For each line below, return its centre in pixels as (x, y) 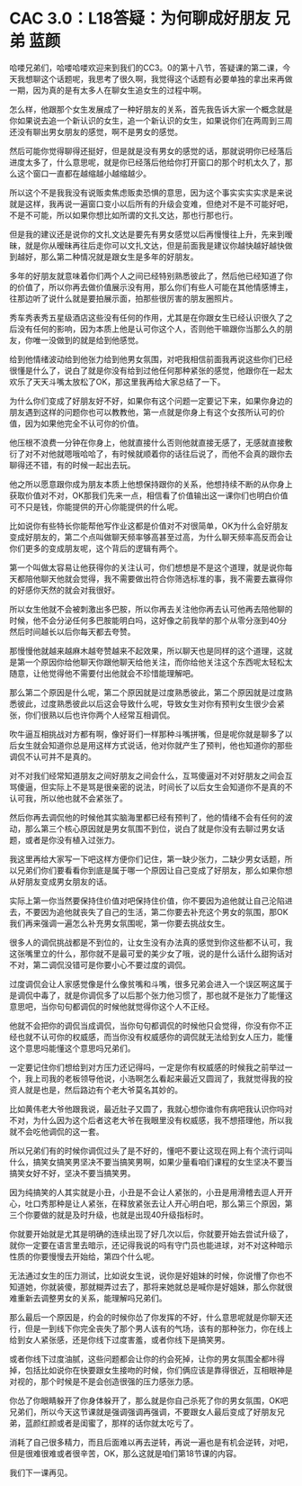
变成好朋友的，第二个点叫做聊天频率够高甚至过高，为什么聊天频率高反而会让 (151, 537)
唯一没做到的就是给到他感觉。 (88, 340)
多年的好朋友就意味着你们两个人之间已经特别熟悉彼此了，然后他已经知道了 (147, 276)
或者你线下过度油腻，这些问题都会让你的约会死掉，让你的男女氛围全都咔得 (147, 1359)
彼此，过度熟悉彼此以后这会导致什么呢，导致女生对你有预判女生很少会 (147, 703)
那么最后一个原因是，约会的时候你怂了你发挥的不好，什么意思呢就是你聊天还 (151, 1317)
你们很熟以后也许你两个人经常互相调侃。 (100, 715)
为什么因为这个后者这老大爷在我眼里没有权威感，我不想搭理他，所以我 (163, 1120)
